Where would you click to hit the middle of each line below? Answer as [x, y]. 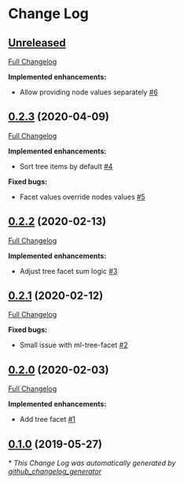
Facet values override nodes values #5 [82, 197]
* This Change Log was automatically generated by [92, 463]
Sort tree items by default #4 [66, 166]
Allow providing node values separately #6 [89, 92]
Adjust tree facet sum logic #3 [68, 271]
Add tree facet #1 [48, 419]
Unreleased [37, 43]
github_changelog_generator [55, 471]
